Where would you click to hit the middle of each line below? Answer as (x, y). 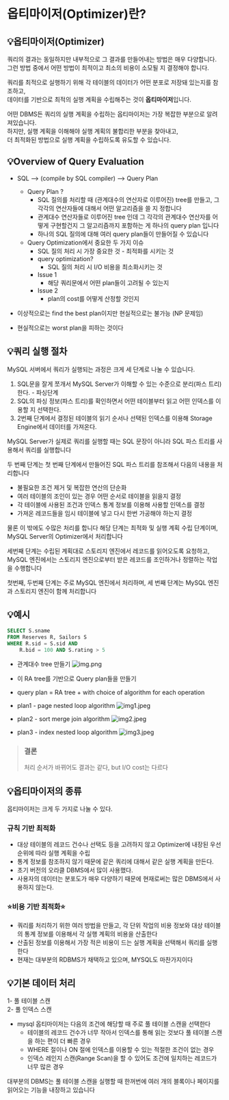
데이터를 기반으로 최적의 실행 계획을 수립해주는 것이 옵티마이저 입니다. (99, 99)
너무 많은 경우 (45, 1067)
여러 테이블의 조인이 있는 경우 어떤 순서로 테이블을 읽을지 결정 (99, 496)
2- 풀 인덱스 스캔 (30, 1010)
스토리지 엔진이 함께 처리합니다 (55, 591)
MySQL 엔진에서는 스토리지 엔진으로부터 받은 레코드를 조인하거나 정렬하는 (106, 559)
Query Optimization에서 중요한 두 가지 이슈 (85, 242)
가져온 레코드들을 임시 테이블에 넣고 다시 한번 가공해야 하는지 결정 (105, 513)
